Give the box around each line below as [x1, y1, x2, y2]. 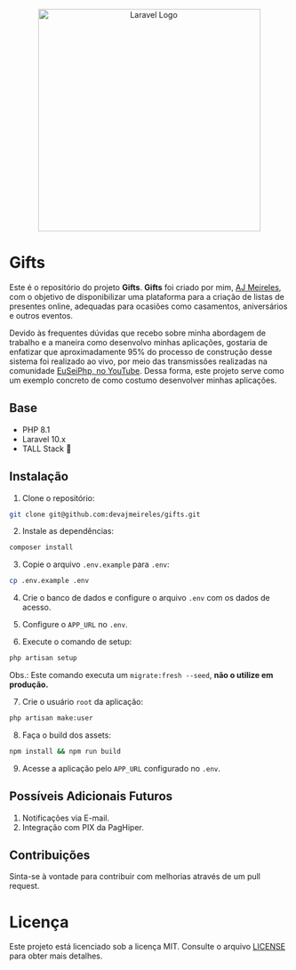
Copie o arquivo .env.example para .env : [21, 559, 171, 570]
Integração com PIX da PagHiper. [21, 821, 144, 832]
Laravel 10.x [21, 433, 67, 444]
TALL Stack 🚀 [21, 443, 72, 454]
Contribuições [9, 848, 91, 863]
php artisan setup [9, 654, 77, 663]
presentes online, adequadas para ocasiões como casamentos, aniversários [9, 301, 288, 311]
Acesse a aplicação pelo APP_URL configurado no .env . [21, 763, 220, 773]
